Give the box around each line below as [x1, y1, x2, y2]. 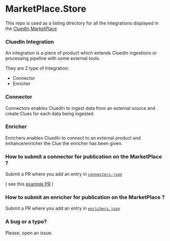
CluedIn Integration [5, 38, 54, 45]
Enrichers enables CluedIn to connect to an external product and [5, 135, 141, 141]
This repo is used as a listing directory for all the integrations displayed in [5, 20, 159, 26]
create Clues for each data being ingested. [5, 111, 95, 117]
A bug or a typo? [5, 218, 47, 225]
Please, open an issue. [5, 230, 53, 236]
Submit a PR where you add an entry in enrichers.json [5, 205, 121, 211]
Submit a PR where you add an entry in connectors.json [5, 171, 123, 177]
